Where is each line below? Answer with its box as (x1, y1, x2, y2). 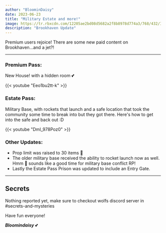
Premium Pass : (5, 61, 42, 68)
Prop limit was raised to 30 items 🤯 (12, 150, 83, 156)
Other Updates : (5, 139, 43, 145)
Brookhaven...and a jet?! (5, 45, 54, 50)
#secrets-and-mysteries (5, 203, 55, 209)
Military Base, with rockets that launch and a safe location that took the (5, 106, 150, 112)
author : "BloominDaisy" (5, 7, 54, 12)
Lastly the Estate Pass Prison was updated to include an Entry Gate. (12, 166, 151, 172)
